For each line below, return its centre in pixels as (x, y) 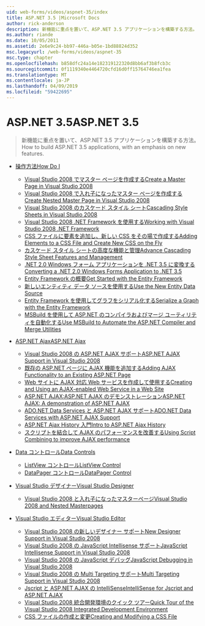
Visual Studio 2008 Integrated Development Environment (96, 609)
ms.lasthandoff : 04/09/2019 (42, 87)
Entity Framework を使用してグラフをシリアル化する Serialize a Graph (111, 300)
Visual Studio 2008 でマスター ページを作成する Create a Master (105, 179)
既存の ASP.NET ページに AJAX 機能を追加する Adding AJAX (100, 368)
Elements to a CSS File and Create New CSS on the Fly (93, 242)
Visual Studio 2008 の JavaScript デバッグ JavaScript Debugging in (108, 560)
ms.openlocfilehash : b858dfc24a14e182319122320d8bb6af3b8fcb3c (89, 63)
